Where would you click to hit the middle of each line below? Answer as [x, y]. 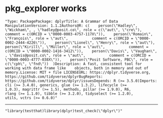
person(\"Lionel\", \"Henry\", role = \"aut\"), [105, 42]
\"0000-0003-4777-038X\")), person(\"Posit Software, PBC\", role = [79, 59]
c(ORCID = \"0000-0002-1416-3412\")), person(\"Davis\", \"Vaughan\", [81, 51]
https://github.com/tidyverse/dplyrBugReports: [54, 76]
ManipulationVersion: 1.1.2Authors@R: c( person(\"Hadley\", [71, 25]
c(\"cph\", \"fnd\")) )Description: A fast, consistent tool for [73, 64]
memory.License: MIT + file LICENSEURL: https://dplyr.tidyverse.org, [78, 72]
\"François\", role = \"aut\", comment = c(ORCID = [69, 38]
